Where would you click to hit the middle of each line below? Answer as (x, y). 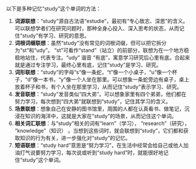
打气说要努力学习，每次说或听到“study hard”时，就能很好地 (92, 153)
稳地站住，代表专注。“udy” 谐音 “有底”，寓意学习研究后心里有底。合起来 (102, 58)
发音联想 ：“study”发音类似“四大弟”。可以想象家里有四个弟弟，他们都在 (100, 94)
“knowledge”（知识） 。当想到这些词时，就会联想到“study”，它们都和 (99, 131)
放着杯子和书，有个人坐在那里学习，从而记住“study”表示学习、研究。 (98, 87)
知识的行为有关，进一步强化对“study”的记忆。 (75, 138)
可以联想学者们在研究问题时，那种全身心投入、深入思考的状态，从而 (97, 28)
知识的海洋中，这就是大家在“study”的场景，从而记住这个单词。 (101, 116)
